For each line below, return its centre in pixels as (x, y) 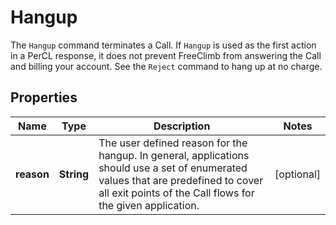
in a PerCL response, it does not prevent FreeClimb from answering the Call (166, 55)
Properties (44, 97)
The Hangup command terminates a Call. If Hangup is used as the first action (163, 45)
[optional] (297, 174)
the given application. (149, 205)
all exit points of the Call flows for (176, 193)
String (74, 174)
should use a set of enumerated (173, 168)
